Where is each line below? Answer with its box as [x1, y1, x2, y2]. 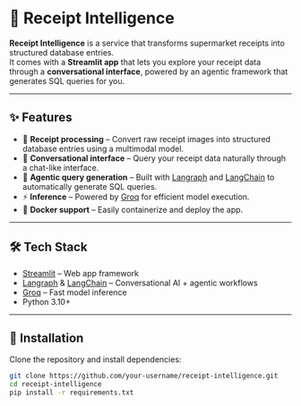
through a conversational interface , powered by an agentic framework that [9, 66, 288, 77]
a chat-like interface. [21, 162, 99, 173]
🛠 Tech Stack [9, 240, 88, 255]
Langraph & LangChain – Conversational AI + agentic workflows [21, 277, 258, 288]
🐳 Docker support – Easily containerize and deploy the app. [21, 204, 244, 215]
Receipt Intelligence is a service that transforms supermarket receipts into [9, 38, 285, 48]
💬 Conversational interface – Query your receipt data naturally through [21, 152, 287, 164]
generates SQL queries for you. [9, 75, 125, 86]
